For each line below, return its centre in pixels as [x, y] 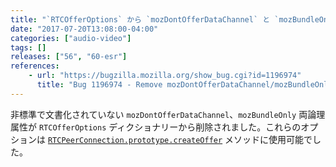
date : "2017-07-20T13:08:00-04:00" [84, 29]
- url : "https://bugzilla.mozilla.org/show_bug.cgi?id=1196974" [165, 76]
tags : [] [28, 47]
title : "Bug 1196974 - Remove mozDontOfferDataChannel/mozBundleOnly [184, 85]
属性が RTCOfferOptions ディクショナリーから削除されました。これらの [156, 127]
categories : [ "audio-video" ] [71, 38]
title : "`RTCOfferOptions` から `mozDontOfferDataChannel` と [140, 19]
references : [35, 66]
